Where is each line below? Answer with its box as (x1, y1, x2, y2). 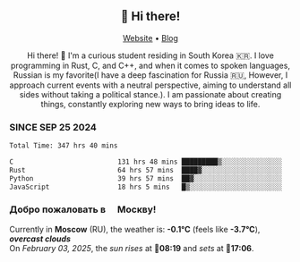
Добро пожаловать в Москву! (9, 203, 157, 216)
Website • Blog (122, 32, 179, 43)
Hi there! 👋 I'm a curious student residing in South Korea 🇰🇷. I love (26, 50, 275, 61)
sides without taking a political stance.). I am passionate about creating (19, 89, 282, 99)
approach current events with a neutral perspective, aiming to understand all (9, 80, 292, 90)
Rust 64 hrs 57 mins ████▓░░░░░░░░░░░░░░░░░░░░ (9, 165, 282, 174)
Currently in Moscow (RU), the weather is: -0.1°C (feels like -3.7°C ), (9, 224, 261, 234)
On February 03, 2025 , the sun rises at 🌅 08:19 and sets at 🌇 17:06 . (9, 242, 254, 253)
